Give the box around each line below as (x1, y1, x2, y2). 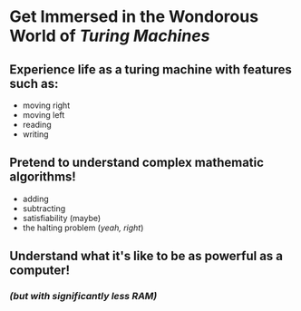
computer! (9, 263, 71, 278)
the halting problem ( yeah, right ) (22, 222, 144, 233)
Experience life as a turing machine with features (9, 62, 292, 77)
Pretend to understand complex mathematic (9, 155, 265, 170)
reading (22, 120, 52, 130)
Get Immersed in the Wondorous (9, 6, 259, 27)
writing (22, 129, 49, 140)
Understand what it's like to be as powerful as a (9, 248, 284, 264)
